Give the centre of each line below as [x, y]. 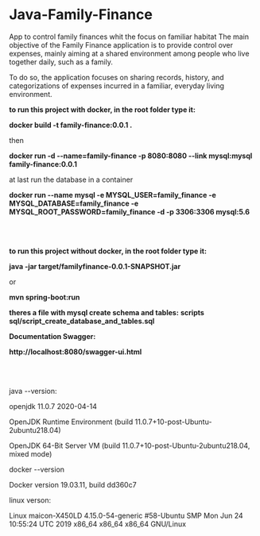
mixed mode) [31, 453]
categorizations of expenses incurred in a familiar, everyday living [117, 86]
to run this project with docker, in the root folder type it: [102, 110]
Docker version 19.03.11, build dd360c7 [73, 484]
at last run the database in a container [71, 179]
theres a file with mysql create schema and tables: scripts [107, 312]
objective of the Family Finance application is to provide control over [121, 44]
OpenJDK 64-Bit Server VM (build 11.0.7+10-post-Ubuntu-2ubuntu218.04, [130, 445]
